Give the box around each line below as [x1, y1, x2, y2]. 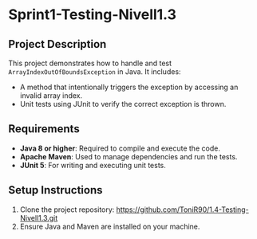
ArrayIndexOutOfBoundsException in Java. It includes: [8, 67, 181, 76]
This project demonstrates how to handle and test [8, 58, 172, 68]
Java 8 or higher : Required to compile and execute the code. [19, 143, 221, 153]
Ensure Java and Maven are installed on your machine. [19, 221, 200, 231]
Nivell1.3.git [19, 213, 58, 222]
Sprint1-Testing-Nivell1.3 [8, 6, 177, 24]
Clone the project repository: [19, 205, 115, 214]
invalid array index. [19, 91, 83, 100]
